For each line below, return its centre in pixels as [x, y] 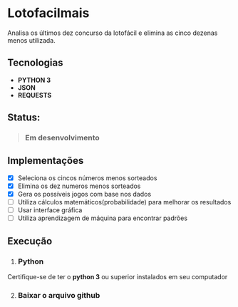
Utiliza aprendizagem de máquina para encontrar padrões [102, 218]
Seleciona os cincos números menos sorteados [87, 178]
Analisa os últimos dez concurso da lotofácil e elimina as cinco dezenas [113, 33]
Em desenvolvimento [62, 138]
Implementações [46, 161]
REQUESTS [35, 95]
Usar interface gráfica [50, 210]
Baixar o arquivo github [59, 295]
